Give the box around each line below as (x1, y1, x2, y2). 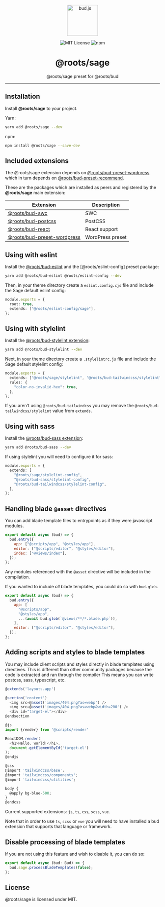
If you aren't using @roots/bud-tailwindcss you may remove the (5, 403, 134, 409)
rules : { (9, 380, 27, 385)
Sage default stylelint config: (5, 361, 63, 367)
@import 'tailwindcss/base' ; (5, 768, 65, 773)
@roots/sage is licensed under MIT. (5, 896, 77, 903)
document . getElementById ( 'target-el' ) (9, 745, 89, 750)
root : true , (9, 302, 34, 306)
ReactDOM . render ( (5, 736, 41, 741)
